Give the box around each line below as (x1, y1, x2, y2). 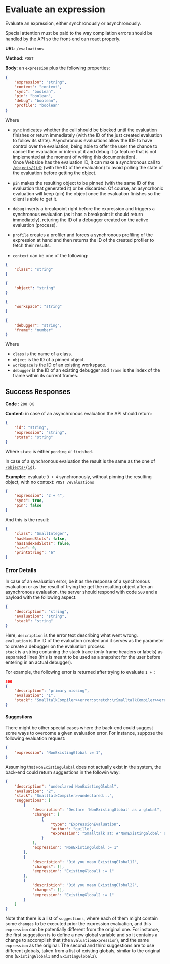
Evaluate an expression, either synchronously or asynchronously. (5, 20, 141, 26)
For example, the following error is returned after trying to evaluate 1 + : (5, 669, 156, 675)
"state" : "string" (14, 435, 53, 440)
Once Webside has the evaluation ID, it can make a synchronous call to (12, 159, 161, 165)
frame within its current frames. (12, 373, 78, 379)
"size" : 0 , (14, 545, 37, 551)
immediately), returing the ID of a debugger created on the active (12, 217, 149, 223)
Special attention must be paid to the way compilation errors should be (5, 30, 153, 36)
